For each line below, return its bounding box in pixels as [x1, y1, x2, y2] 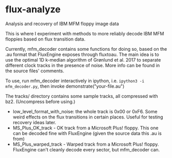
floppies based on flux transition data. [5, 36, 86, 42]
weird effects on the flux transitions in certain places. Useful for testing [12, 114, 163, 120]
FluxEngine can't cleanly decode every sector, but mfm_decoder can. [12, 146, 160, 152]
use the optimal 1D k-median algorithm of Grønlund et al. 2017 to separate [5, 56, 161, 63]
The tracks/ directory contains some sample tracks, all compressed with [5, 93, 158, 99]
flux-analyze [5, 4, 61, 15]
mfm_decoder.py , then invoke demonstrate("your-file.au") [5, 83, 125, 89]
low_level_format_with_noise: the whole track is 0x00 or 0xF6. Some [12, 108, 158, 114]
